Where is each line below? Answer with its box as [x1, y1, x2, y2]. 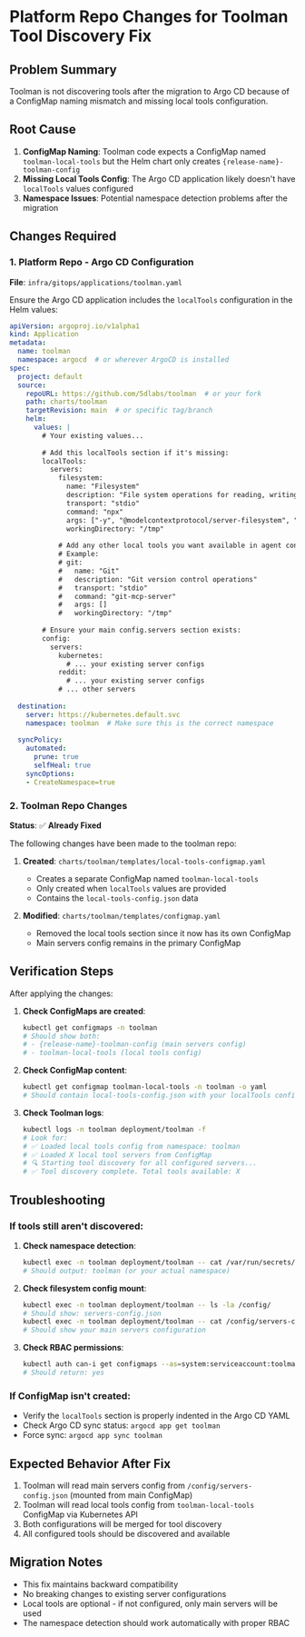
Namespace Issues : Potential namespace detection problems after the [22, 193, 288, 204]
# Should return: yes [22, 1368, 104, 1378]
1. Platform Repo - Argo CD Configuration [9, 256, 194, 269]
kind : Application [9, 330, 79, 339]
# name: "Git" [57, 566, 120, 575]
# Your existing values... [42, 431, 144, 440]
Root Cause [9, 122, 77, 137]
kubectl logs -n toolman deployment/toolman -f [22, 1124, 206, 1133]
